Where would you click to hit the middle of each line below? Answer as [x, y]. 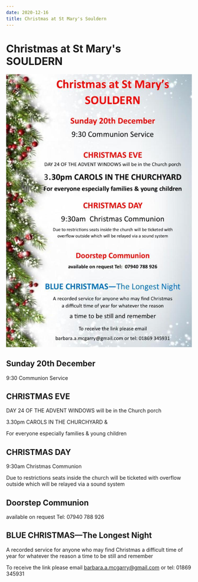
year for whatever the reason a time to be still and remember [80, 556]
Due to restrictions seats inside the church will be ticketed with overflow [94, 478]
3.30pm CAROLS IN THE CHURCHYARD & [57, 422]
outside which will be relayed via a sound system [65, 484]
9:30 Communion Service [37, 378]
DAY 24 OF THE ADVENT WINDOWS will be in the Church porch [84, 411]
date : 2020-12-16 [27, 12]
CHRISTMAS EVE [38, 396]
